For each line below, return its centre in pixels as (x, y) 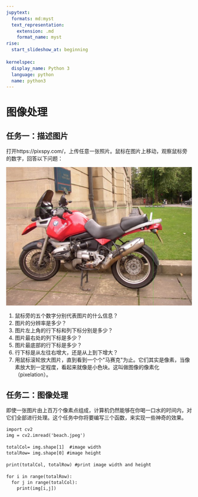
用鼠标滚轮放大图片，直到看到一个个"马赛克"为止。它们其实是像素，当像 (102, 360)
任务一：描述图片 (37, 136)
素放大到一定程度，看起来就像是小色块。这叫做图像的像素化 (87, 367)
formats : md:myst (33, 19)
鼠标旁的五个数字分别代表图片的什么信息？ (66, 316)
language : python (33, 74)
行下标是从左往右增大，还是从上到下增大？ (66, 353)
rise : (13, 44)
